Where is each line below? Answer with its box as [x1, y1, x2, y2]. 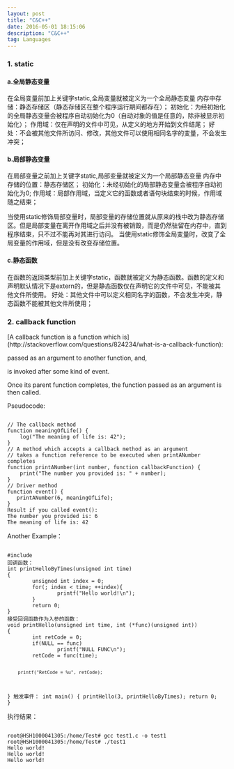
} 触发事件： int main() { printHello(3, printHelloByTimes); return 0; [7, 693, 217, 700]
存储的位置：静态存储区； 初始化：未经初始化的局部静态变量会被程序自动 [7, 181, 217, 189]
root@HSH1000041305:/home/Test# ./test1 [7, 738, 127, 745]
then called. [7, 388, 41, 396]
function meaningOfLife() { [7, 427, 89, 434]
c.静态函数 [7, 256, 38, 265]
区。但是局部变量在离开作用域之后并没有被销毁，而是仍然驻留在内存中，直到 [7, 221, 227, 230]
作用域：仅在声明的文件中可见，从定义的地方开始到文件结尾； [30, 120, 208, 129]
